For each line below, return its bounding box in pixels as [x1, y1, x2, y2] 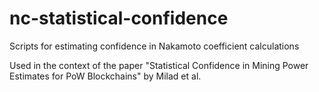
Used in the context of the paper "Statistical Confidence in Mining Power [9, 59, 309, 71]
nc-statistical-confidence [9, 7, 229, 30]
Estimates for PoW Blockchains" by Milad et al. [9, 70, 202, 82]
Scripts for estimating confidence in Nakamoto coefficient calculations [9, 40, 300, 52]
